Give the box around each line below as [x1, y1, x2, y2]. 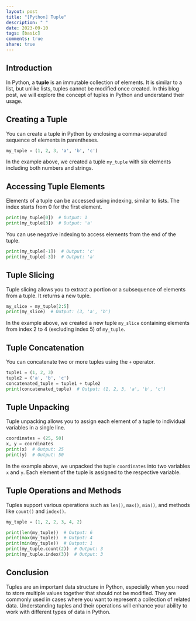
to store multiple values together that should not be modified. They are [6, 589, 177, 596]
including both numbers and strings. [6, 165, 94, 172]
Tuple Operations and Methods [6, 486, 122, 496]
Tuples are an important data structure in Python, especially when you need [6, 583, 189, 590]
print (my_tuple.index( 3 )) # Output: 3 [6, 552, 104, 558]
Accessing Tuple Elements [6, 182, 105, 192]
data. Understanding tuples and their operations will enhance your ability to [6, 602, 188, 609]
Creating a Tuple [6, 115, 68, 125]
